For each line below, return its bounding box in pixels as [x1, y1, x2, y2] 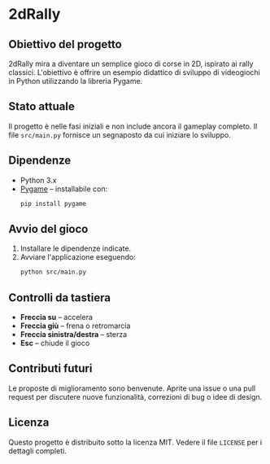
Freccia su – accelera [20, 313, 94, 322]
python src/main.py [20, 268, 87, 277]
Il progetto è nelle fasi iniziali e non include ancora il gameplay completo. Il [8, 121, 258, 131]
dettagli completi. [8, 445, 67, 456]
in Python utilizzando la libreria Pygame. [8, 77, 143, 85]
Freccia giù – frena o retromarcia [20, 321, 131, 330]
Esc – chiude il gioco [20, 339, 90, 348]
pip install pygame [20, 199, 87, 208]
